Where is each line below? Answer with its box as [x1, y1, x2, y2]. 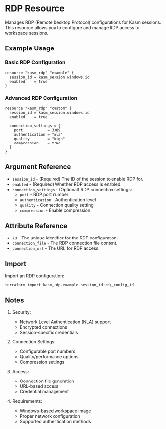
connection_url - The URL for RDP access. [12, 245, 100, 251]
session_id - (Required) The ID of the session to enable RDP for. [12, 176, 144, 182]
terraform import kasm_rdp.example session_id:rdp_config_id [5, 283, 134, 287]
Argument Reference [5, 163, 71, 171]
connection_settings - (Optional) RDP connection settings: [12, 186, 132, 192]
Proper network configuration [19, 413, 80, 419]
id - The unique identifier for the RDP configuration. [12, 235, 118, 240]
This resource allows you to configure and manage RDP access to [5, 24, 140, 30]
